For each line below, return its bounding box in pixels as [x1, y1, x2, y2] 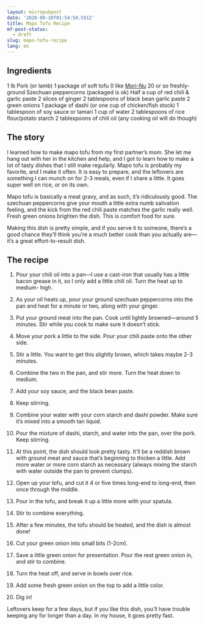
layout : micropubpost [7, 9, 62, 15]
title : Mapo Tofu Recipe [7, 20, 70, 26]
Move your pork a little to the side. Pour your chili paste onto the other [15, 333, 192, 340]
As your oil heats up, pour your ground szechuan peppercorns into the [15, 296, 193, 303]
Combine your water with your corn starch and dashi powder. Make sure [15, 411, 198, 419]
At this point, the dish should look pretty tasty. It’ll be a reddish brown [15, 448, 191, 456]
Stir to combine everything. [15, 509, 85, 517]
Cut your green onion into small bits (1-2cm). [15, 539, 128, 547]
